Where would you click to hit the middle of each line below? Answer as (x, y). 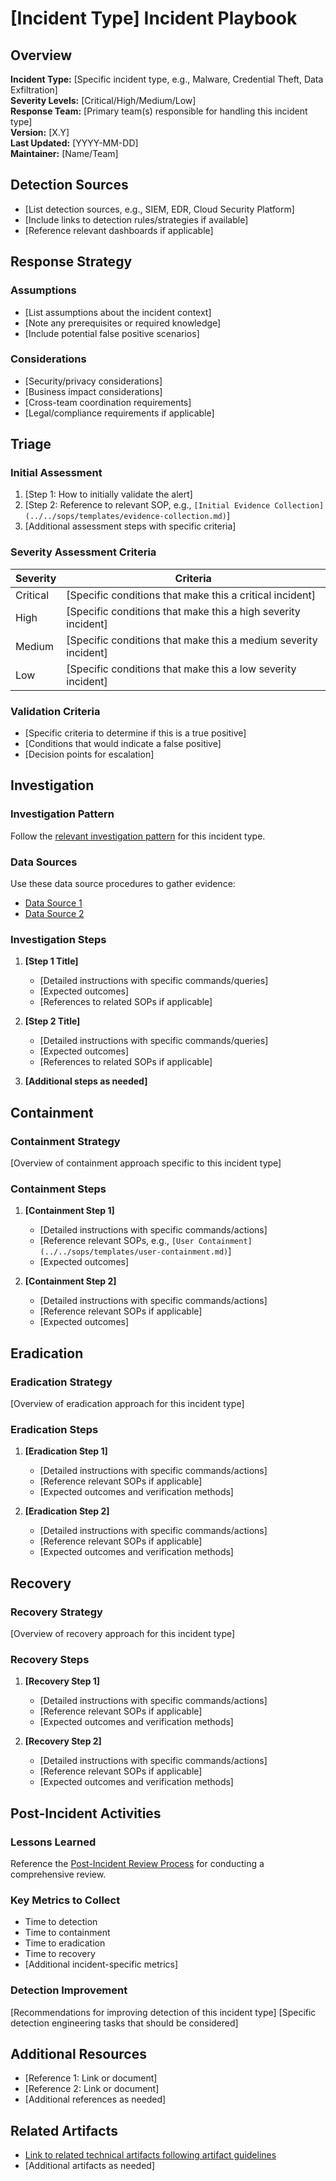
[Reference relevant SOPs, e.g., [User (117, 1241)
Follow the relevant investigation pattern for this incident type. (138, 836)
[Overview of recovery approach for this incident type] (123, 1634)
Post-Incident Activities (86, 1813)
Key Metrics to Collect (65, 1900)
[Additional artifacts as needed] (90, 2166)
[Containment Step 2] (70, 1281)
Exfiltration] (34, 90)
